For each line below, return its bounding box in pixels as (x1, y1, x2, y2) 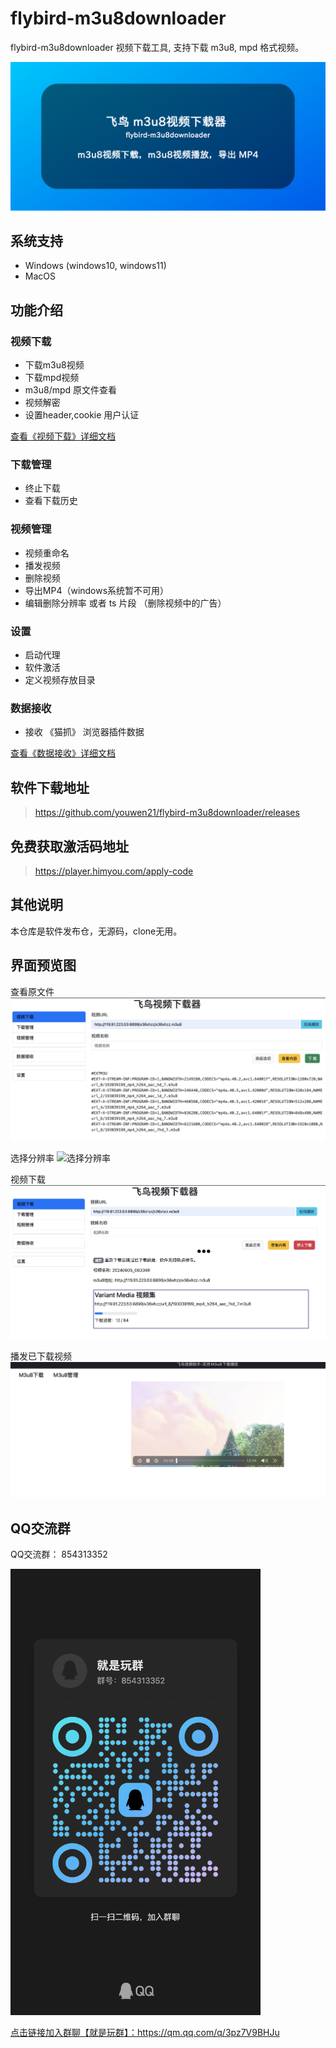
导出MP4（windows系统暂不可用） (24, 584, 170, 596)
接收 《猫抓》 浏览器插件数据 (24, 726, 145, 738)
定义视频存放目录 (24, 674, 96, 686)
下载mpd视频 (24, 372, 80, 384)
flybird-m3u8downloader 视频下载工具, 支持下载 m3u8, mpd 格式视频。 (10, 41, 305, 53)
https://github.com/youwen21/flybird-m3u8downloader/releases (34, 807, 300, 819)
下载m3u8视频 (24, 359, 85, 371)
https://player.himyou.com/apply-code (34, 865, 194, 877)
